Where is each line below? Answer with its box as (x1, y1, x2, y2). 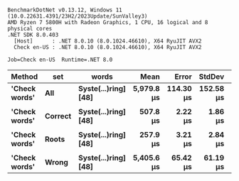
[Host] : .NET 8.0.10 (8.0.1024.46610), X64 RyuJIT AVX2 (14, 38, 202, 45)
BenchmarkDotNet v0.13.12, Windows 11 (7, 6, 122, 13)
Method (11, 72, 38, 82)
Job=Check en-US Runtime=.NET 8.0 (7, 56, 113, 63)
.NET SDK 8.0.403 (7, 31, 59, 38)
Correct (45, 111, 72, 121)
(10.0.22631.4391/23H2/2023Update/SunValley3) (7, 13, 148, 20)
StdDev (198, 72, 225, 82)
